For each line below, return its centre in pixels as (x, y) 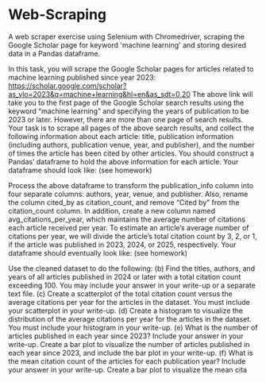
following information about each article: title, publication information (121, 136)
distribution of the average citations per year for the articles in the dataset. (130, 318)
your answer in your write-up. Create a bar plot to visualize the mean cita (128, 369)
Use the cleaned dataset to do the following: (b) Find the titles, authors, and (132, 268)
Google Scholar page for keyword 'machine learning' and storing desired (127, 44)
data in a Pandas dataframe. (54, 53)
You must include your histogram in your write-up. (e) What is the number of (133, 327)
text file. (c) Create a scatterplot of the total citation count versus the (120, 293)
